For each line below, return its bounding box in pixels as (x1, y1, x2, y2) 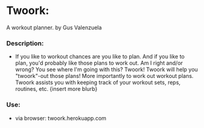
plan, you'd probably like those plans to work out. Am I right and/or (15, 59, 183, 67)
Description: (6, 39, 44, 48)
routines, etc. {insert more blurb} (15, 85, 97, 93)
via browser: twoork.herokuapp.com (15, 114, 107, 122)
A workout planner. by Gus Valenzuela (6, 24, 102, 31)
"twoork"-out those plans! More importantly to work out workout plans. (15, 73, 194, 80)
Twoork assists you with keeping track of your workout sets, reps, (15, 79, 181, 86)
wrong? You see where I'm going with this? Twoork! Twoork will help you (15, 66, 198, 73)
